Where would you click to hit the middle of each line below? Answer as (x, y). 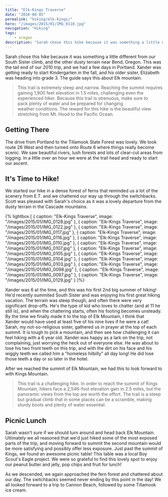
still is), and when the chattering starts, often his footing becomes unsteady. (83, 311)
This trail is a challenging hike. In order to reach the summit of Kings (87, 383)
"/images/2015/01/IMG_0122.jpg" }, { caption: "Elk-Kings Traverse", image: (82, 227)
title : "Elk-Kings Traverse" (35, 10)
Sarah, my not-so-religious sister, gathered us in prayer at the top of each (81, 327)
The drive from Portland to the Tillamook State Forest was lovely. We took (81, 142)
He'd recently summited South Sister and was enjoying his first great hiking (83, 295)
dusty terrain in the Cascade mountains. (46, 207)
